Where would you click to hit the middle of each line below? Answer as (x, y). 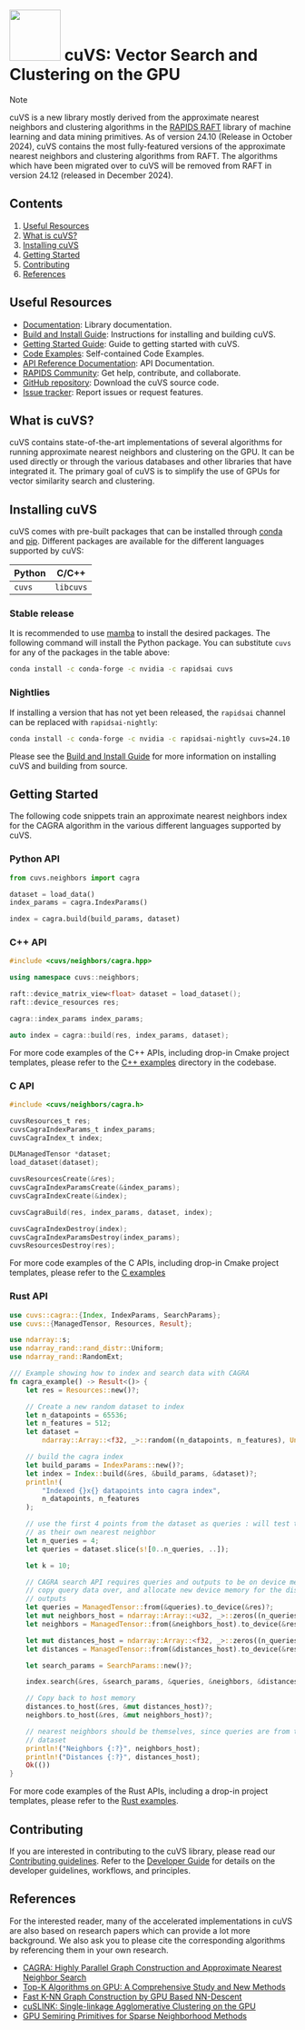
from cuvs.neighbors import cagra (75, 878)
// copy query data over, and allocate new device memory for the (154, 1590)
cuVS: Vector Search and (161, 55)
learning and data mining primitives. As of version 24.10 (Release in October (151, 136)
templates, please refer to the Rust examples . (94, 1801)
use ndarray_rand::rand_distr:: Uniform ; (87, 1348)
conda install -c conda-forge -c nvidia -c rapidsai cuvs (121, 669)
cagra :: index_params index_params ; (77, 1019)
